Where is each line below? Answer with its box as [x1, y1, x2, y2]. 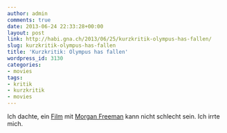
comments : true [7, 17, 51, 23]
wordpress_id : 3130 [7, 55, 64, 62]
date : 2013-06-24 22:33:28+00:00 [7, 23, 104, 30]
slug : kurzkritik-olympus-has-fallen [7, 42, 116, 49]
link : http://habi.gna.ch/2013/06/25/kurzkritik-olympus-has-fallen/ [7, 36, 212, 43]
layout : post [7, 29, 45, 37]
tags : [7, 74, 23, 81]
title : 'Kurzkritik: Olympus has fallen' [7, 49, 129, 56]
